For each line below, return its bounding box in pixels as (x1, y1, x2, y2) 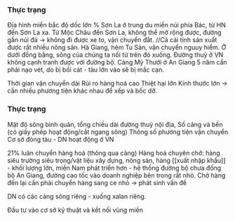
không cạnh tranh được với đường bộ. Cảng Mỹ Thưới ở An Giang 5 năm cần (7, 58, 228, 67)
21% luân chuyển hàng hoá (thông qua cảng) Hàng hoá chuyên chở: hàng (7, 149, 221, 157)
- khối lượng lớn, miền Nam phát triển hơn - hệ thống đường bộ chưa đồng (7, 163, 222, 172)
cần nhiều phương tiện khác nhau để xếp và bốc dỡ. (7, 86, 158, 95)
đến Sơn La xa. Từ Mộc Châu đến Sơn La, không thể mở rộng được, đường (7, 28, 222, 36)
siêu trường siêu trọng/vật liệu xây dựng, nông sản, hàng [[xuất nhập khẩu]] (7, 156, 226, 164)
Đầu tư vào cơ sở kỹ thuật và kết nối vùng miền (7, 206, 144, 214)
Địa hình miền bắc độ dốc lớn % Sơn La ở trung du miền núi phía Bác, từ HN (7, 21, 226, 29)
